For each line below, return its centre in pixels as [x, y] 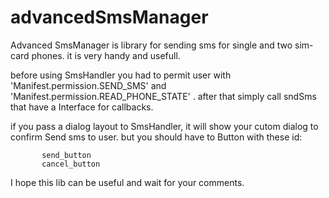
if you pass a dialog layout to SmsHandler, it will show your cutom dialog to [164, 126]
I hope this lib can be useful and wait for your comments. [127, 182]
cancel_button [71, 164]
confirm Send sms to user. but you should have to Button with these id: [156, 137]
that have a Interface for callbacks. [82, 107]
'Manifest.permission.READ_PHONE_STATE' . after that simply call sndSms [163, 96]
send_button [66, 155]
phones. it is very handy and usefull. [106, 55]
